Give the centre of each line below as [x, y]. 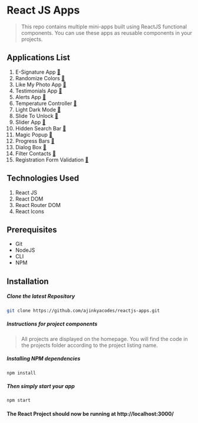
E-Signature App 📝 [38, 72]
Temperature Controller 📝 [46, 103]
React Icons [30, 211]
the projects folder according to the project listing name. [89, 345]
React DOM [29, 199]
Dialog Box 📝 [31, 147]
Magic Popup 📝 [34, 135]
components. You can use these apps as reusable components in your [106, 32]
